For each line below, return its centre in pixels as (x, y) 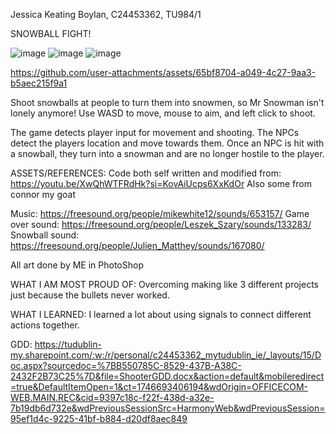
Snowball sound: (45, 235)
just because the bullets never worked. (90, 295)
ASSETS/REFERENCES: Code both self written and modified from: (146, 173)
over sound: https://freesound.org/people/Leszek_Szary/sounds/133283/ (161, 224)
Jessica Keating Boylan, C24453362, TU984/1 (106, 14)
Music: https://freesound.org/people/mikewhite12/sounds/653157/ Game (160, 213)
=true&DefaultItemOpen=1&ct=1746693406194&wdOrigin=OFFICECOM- (159, 387)
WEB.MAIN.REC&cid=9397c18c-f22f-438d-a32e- (112, 397)
